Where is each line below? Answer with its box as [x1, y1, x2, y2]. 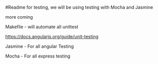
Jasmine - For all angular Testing [5, 43, 74, 49]
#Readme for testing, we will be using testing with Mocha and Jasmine [5, 5, 153, 10]
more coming [5, 14, 33, 20]
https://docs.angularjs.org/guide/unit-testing [5, 34, 99, 39]
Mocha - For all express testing [5, 53, 71, 59]
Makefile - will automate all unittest [5, 24, 79, 30]
